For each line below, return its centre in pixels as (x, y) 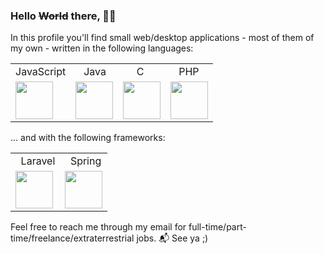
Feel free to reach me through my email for (98, 227)
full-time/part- (217, 227)
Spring (85, 161)
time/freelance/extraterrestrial (72, 238)
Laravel (38, 161)
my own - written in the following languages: (102, 48)
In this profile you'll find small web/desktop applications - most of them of (162, 38)
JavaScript (41, 72)
